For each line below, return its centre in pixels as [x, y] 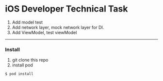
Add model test [27, 22]
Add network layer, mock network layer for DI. [58, 27]
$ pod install [19, 74]
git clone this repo [30, 60]
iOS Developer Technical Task [66, 9]
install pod [22, 65]
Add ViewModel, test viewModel [44, 32]
